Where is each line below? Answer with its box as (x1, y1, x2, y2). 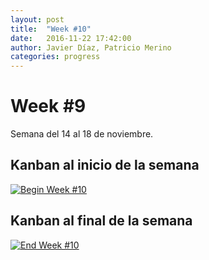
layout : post (10, 14, 65, 25)
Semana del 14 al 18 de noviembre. (10, 128, 154, 140)
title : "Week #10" (10, 24, 92, 34)
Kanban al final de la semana (10, 212, 193, 230)
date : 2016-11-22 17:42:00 (10, 33, 132, 43)
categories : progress (10, 52, 101, 62)
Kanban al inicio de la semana (10, 157, 200, 174)
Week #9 (10, 95, 87, 118)
